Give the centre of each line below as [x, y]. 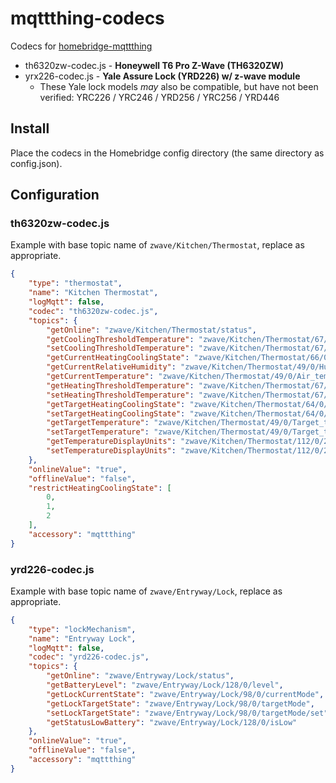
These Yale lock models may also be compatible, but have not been [179, 86]
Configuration [55, 195]
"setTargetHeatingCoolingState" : [116, 413]
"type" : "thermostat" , [75, 283]
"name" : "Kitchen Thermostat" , [93, 293]
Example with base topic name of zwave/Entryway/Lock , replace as [146, 591]
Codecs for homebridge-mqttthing [81, 46]
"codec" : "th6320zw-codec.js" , [93, 311]
